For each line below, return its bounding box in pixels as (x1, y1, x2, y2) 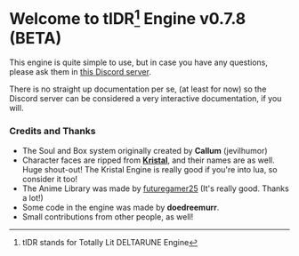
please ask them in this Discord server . (9, 67, 151, 77)
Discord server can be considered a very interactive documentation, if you (9, 93, 282, 104)
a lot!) (21, 192, 44, 203)
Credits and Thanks (9, 125, 96, 138)
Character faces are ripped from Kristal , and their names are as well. (21, 155, 275, 165)
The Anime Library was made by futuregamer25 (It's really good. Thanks (21, 183, 289, 194)
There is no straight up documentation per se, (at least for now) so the (9, 84, 267, 94)
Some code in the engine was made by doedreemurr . (21, 202, 220, 212)
